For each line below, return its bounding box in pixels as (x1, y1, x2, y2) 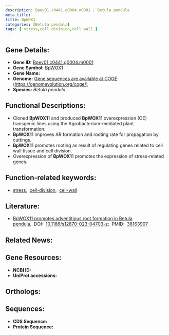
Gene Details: (5, 46, 50, 54)
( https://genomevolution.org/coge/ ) (12, 81, 88, 87)
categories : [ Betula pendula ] (5, 22, 70, 27)
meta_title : (5, 12, 31, 17)
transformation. (12, 126, 46, 132)
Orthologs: (5, 287, 41, 295)
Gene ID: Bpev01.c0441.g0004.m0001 (12, 59, 94, 65)
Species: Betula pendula (12, 86, 66, 92)
